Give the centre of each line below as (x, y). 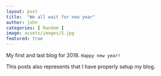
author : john (22, 22)
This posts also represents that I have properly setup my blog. (81, 67)
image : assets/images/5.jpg (40, 33)
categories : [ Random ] (35, 28)
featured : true (25, 39)
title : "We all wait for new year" (51, 17)
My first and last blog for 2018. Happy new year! (64, 55)
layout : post (22, 11)
